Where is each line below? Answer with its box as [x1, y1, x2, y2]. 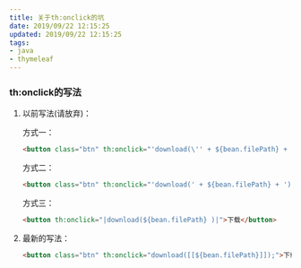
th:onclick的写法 [9, 86, 82, 99]
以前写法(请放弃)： [21, 108, 92, 119]
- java [9, 47, 34, 56]
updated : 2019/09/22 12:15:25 [9, 30, 123, 39]
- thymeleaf [9, 55, 54, 64]
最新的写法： [21, 232, 70, 243]
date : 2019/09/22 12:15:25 [9, 22, 110, 30]
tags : [9, 38, 30, 48]
